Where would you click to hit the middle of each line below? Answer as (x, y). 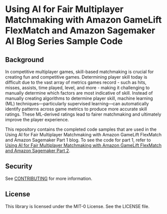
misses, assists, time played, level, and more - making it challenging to (78, 88)
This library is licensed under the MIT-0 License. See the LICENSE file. (77, 206)
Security (19, 166)
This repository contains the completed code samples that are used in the (81, 129)
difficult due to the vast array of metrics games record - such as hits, (76, 82)
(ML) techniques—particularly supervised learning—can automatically (77, 103)
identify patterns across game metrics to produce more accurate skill (76, 109)
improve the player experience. (37, 120)
